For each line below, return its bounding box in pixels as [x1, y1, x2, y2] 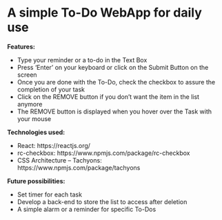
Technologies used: [7, 128, 65, 136]
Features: [7, 42, 36, 51]
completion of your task [17, 85, 85, 93]
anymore [17, 100, 43, 108]
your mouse [17, 114, 52, 122]
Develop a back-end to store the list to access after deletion [17, 197, 188, 205]
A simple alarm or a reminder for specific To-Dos [17, 205, 157, 213]
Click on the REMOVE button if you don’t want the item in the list [17, 92, 200, 101]
